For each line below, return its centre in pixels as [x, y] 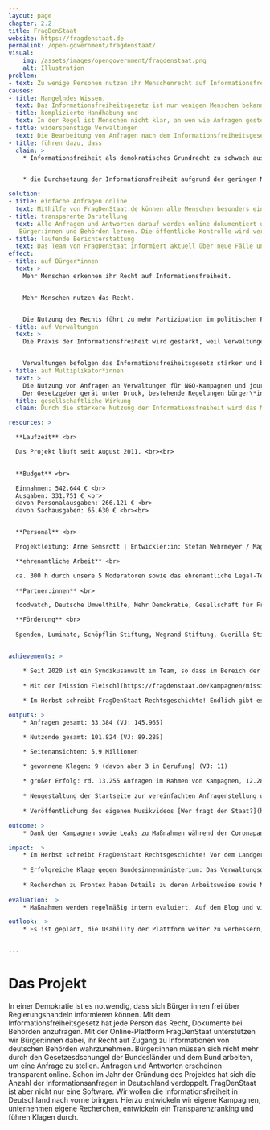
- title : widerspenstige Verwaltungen [73, 128]
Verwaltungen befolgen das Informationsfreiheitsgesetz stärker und [140, 364]
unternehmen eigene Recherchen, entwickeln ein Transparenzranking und [131, 1108]
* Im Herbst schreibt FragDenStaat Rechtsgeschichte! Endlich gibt [138, 701]
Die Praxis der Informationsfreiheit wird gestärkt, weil [122, 342]
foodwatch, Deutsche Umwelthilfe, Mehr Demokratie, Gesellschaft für [134, 605]
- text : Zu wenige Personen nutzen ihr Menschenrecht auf [107, 83]
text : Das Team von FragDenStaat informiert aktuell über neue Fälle [134, 246]
